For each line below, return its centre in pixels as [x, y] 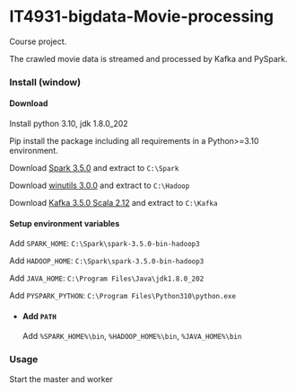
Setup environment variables [65, 223]
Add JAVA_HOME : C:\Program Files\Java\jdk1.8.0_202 [107, 278]
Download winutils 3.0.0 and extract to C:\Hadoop [100, 185]
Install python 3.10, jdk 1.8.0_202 [69, 124]
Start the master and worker [61, 379]
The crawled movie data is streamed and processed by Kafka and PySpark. [149, 58]
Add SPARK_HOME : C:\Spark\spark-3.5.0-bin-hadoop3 [104, 244]
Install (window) [45, 82]
